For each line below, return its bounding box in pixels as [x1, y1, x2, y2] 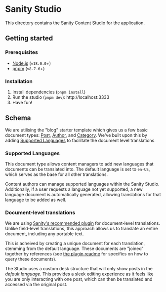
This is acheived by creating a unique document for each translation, [5, 241, 145, 247]
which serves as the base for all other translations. [5, 171, 108, 177]
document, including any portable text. [5, 231, 84, 237]
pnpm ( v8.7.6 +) [12, 65, 45, 71]
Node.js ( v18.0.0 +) [12, 60, 51, 66]
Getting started [5, 34, 53, 42]
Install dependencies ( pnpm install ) [12, 89, 86, 95]
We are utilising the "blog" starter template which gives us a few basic [5, 127, 148, 133]
